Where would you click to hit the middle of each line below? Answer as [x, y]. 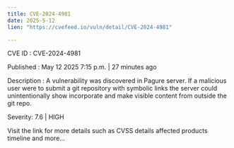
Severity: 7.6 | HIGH [36, 117]
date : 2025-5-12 [31, 21]
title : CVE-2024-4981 [39, 14]
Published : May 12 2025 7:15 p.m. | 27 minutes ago [82, 67]
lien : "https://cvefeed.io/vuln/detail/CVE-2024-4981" [90, 27]
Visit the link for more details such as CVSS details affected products [107, 131]
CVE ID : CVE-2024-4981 [44, 53]
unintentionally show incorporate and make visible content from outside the [117, 96]
